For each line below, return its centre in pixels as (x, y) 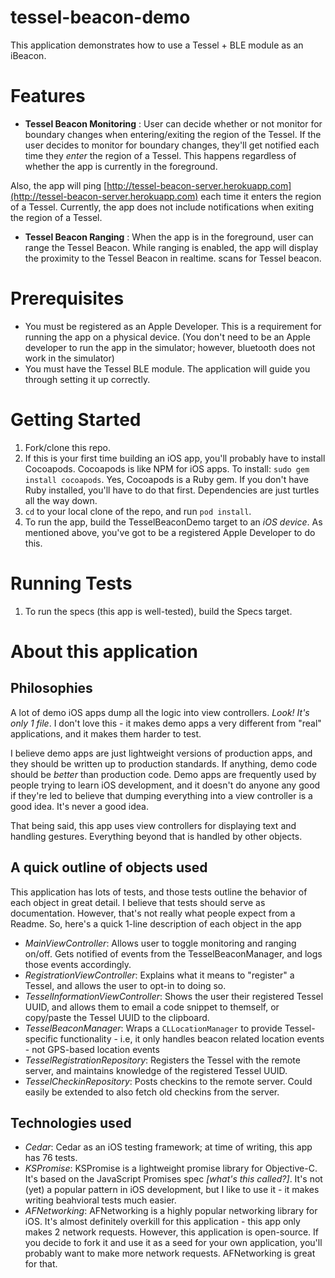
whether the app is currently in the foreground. (121, 166)
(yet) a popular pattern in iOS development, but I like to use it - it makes (172, 1190)
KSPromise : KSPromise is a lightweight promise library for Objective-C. (171, 1168)
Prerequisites (67, 298)
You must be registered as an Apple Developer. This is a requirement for (173, 326)
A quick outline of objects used (109, 867)
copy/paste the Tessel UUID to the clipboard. (117, 1017)
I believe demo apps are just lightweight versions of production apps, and (161, 753)
